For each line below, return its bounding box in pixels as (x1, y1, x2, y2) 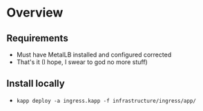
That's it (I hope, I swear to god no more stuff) (16, 58, 148, 66)
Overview (6, 5, 64, 21)
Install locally (6, 78, 65, 90)
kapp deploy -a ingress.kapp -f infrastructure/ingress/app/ (16, 97, 197, 104)
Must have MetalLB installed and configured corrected (16, 50, 172, 59)
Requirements (6, 32, 68, 44)
